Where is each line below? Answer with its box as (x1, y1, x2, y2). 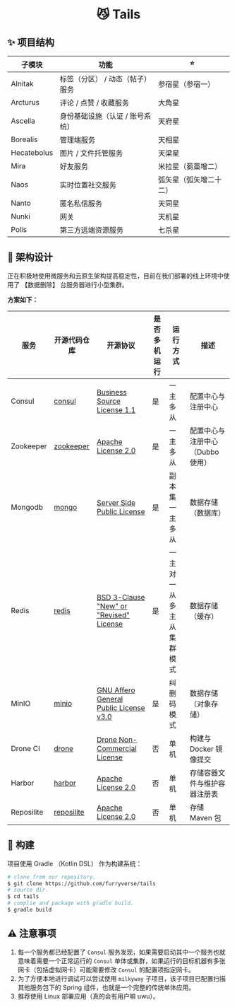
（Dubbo (189, 447, 219, 457)
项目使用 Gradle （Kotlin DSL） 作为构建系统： (7, 859, 142, 868)
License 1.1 (96, 404, 136, 414)
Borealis (11, 134, 38, 144)
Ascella (11, 116, 35, 126)
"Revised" (96, 610, 130, 619)
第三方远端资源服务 (59, 226, 124, 235)
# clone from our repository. (7, 873, 97, 880)
